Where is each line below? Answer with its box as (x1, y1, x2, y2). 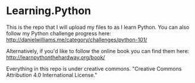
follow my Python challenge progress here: (6, 29, 112, 36)
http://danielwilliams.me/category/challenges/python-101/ (6, 36, 147, 43)
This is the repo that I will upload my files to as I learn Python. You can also (6, 24, 190, 31)
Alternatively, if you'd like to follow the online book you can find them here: (6, 47, 190, 54)
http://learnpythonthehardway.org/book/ (6, 54, 105, 61)
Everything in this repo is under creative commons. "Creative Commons (6, 65, 182, 72)
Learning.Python (6, 4, 91, 18)
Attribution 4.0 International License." (6, 71, 97, 78)
